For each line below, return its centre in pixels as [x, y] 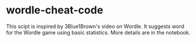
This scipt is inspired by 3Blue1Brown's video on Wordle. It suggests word [95, 26]
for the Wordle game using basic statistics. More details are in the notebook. [98, 32]
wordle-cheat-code [55, 10]
